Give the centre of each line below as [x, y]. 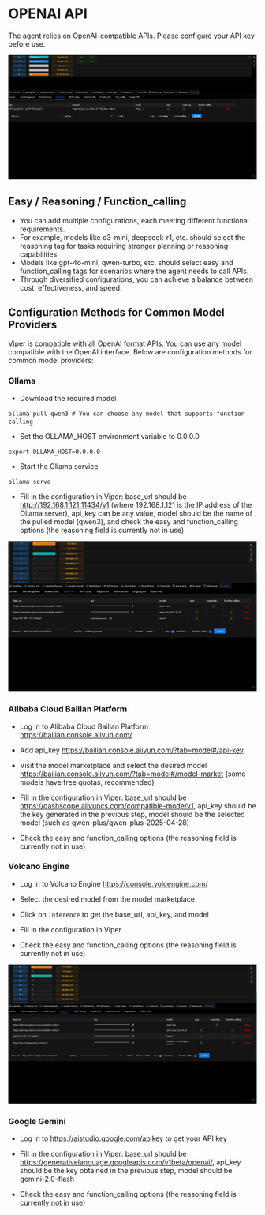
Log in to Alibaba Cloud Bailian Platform [84, 726]
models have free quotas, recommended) [87, 782]
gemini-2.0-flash [47, 1179]
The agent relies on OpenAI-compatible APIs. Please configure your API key [131, 36]
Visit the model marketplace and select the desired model [113, 765]
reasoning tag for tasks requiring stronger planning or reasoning [124, 246]
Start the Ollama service [59, 466]
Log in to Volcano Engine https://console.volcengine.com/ [114, 883]
